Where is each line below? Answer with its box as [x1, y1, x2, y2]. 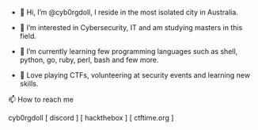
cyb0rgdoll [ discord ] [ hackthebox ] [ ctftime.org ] [8, 113, 174, 122]
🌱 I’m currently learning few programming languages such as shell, [19, 47, 238, 55]
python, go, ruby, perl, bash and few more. [19, 55, 160, 64]
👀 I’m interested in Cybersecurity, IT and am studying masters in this [19, 23, 243, 32]
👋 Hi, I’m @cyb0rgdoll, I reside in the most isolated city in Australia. [19, 8, 239, 17]
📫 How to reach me [8, 95, 74, 104]
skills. [19, 79, 39, 88]
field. [19, 32, 37, 40]
